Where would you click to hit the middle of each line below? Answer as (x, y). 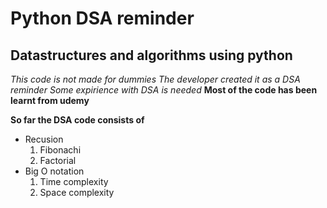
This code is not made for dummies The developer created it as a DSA (155, 79)
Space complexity (77, 192)
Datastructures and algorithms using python (151, 55)
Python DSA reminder (102, 18)
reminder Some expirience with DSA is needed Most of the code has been (164, 90)
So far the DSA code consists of (77, 120)
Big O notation (54, 171)
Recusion (44, 139)
